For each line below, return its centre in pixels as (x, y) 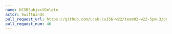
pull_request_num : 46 (28, 24)
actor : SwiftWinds (25, 14)
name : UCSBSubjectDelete (32, 10)
